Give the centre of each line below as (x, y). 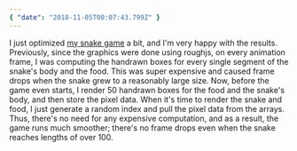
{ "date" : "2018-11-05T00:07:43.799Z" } (85, 17)
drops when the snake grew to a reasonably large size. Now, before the (139, 80)
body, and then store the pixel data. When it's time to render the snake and (145, 99)
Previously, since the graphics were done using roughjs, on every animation (148, 52)
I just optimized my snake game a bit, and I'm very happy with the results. (143, 43)
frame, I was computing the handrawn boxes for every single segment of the (149, 61)
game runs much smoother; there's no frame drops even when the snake (143, 127)
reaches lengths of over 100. (61, 137)
